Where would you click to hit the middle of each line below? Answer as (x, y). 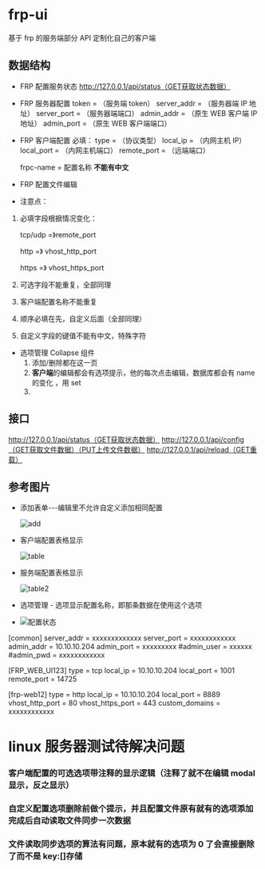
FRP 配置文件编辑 (48, 184)
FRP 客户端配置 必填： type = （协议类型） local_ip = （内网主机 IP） (133, 140)
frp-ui (28, 15)
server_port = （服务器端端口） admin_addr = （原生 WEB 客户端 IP (146, 113)
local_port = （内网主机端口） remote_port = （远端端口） (115, 150)
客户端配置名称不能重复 (58, 301)
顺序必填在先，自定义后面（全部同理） (83, 318)
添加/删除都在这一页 (65, 362)
